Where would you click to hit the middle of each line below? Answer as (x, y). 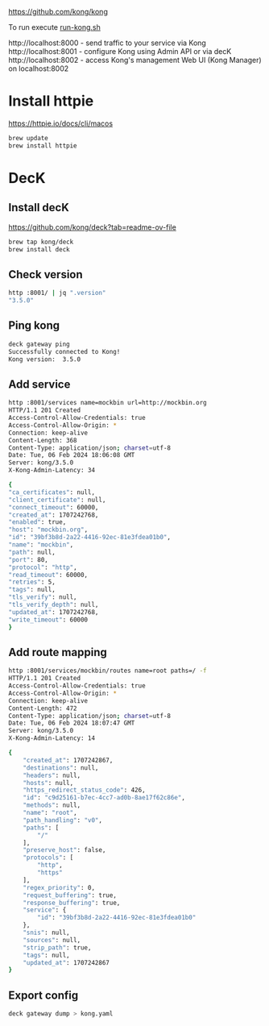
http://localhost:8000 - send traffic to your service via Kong (108, 43)
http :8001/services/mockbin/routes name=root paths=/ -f (108, 671)
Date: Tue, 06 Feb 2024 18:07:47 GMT (72, 723)
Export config (43, 995)
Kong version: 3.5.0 (45, 359)
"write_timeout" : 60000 (48, 620)
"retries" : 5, (32, 582)
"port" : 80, (28, 559)
